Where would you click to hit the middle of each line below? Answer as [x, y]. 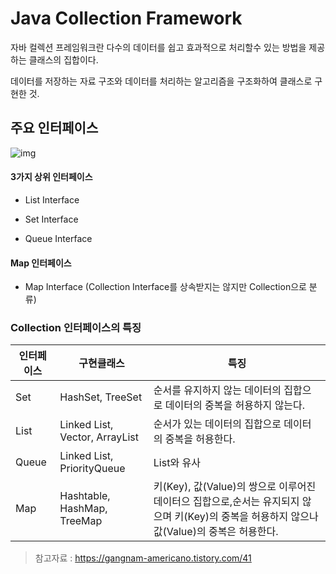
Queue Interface [58, 238]
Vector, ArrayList [99, 437]
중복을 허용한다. [200, 439]
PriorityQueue [92, 469]
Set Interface [51, 219]
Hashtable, [85, 496]
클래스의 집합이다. [63, 59]
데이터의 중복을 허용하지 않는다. [235, 405]
